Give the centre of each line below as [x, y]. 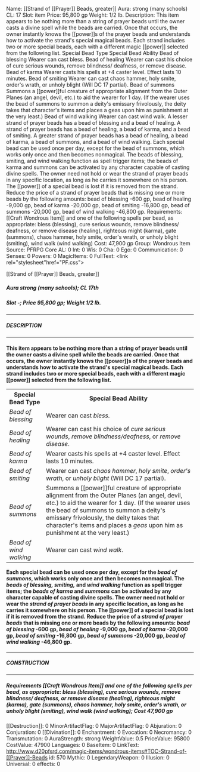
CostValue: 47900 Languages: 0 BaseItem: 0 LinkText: [73, 745]
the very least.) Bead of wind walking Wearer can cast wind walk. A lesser [97, 116]
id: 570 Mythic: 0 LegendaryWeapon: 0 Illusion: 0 [109, 758]
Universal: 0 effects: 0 [33, 764]
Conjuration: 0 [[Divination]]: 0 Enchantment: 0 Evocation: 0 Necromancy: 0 [99, 732]
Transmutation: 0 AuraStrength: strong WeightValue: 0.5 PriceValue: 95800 [98, 739]
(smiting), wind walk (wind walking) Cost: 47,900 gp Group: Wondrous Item [98, 243]
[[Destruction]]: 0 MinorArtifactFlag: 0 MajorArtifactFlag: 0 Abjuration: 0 [94, 726]
